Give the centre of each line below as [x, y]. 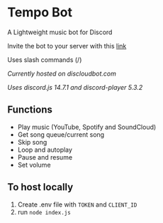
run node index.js [44, 212]
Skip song [32, 142]
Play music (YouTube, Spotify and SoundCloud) [87, 127]
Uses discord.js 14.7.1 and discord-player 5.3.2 [75, 87]
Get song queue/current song [61, 134]
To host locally [40, 187]
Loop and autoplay [45, 150]
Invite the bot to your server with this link [67, 46]
